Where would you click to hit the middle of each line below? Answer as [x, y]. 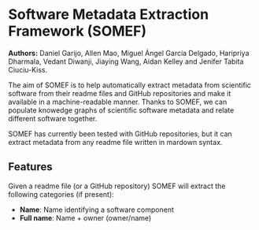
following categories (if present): [61, 194]
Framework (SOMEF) [78, 31]
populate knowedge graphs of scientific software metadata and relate [121, 110]
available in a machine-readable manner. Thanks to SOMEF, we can [118, 102]
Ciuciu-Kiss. [28, 69]
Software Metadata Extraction [109, 15]
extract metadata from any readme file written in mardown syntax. [115, 142]
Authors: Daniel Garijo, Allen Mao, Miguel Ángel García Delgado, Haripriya [129, 53]
